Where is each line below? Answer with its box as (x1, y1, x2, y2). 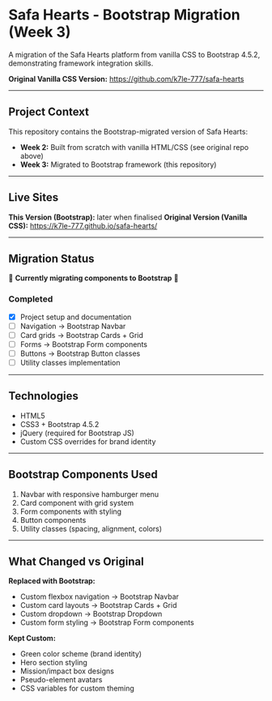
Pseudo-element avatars (19, 675, 103, 685)
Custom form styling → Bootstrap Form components (19, 618, 194, 627)
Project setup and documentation (19, 312, 132, 322)
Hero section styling (19, 658, 87, 668)
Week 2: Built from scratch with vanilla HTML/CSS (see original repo (19, 142, 249, 152)
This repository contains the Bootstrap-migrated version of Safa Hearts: (8, 126, 249, 136)
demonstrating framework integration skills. (8, 58, 154, 68)
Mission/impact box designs (19, 666, 115, 676)
